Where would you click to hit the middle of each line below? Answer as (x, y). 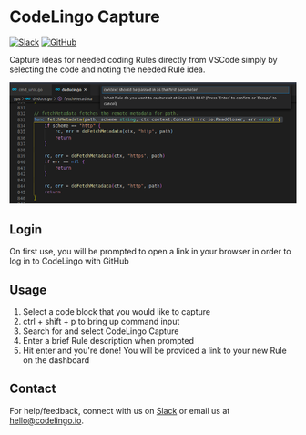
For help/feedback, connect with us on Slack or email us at (120, 410)
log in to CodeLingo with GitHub (69, 261)
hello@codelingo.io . (47, 420)
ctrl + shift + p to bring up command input (101, 321)
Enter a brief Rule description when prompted (108, 341)
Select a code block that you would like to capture (117, 311)
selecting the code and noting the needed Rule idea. (107, 69)
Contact (33, 389)
